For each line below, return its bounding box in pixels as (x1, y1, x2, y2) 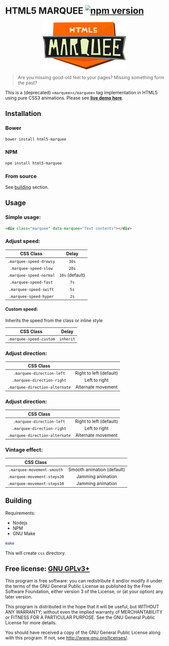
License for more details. (5, 620, 57, 626)
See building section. (5, 184, 49, 190)
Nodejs (12, 519, 28, 525)
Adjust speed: (5, 238, 40, 245)
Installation (5, 109, 41, 118)
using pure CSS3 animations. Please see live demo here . (5, 95, 124, 101)
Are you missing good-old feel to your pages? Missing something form (17, 74, 164, 80)
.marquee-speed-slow (10, 266, 53, 271)
